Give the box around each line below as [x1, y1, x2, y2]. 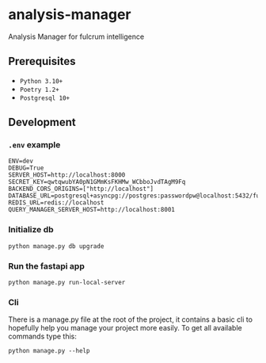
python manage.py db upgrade [8, 242, 104, 250]
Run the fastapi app [8, 260, 85, 271]
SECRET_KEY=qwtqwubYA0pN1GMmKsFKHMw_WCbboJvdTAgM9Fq [8, 178, 186, 186]
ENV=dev [8, 157, 34, 166]
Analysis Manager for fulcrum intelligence [8, 32, 145, 41]
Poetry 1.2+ [19, 86, 59, 94]
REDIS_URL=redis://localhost [8, 199, 104, 207]
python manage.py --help [8, 347, 90, 355]
